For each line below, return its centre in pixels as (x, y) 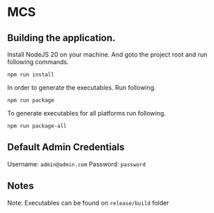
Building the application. (62, 38)
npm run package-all (37, 126)
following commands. (38, 62)
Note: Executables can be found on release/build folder (88, 203)
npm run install (31, 74)
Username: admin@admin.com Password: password (77, 164)
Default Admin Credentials (66, 147)
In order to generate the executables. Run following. (82, 87)
